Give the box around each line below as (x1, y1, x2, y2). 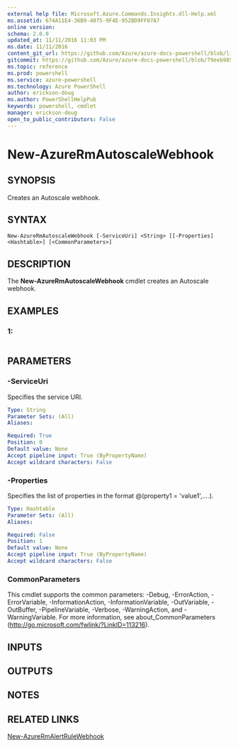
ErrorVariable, (7, 598, 48, 607)
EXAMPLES (7, 305, 59, 317)
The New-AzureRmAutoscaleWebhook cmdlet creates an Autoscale (7, 277, 209, 286)
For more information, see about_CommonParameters (59, 613, 216, 622)
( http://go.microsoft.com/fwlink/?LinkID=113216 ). (7, 621, 150, 629)
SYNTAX (7, 214, 47, 226)
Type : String (7, 406, 46, 413)
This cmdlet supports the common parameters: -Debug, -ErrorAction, (7, 590, 210, 599)
